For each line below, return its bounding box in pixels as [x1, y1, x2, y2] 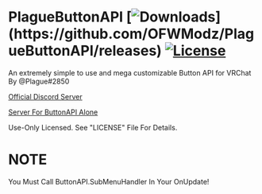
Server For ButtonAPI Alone [8, 107, 98, 117]
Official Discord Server [8, 91, 83, 101]
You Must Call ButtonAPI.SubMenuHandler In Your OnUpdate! [8, 177, 210, 186]
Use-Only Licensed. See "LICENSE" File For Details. [8, 122, 178, 132]
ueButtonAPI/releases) [8, 42, 163, 60]
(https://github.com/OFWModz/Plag [8, 25, 255, 43]
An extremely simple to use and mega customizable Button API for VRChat [8, 68, 252, 77]
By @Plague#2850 [8, 76, 70, 86]
